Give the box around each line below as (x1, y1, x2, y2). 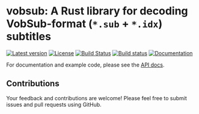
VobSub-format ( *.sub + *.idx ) (6, 17, 163, 31)
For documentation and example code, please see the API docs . (6, 61, 165, 68)
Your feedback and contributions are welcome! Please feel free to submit (6, 94, 188, 101)
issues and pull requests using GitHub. (6, 101, 102, 108)
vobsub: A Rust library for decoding (6, 4, 188, 18)
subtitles (6, 30, 51, 43)
